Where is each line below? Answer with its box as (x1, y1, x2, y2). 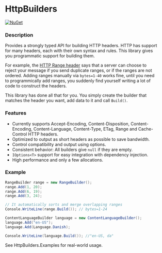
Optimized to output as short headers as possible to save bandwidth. (12, 136, 150, 142)
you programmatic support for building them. (5, 53, 95, 59)
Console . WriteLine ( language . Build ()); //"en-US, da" (5, 233, 114, 238)
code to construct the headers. (5, 83, 67, 89)
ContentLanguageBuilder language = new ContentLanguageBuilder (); (5, 216, 142, 220)
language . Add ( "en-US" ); (5, 220, 53, 225)
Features (5, 110, 27, 117)
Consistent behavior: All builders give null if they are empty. (12, 147, 133, 152)
